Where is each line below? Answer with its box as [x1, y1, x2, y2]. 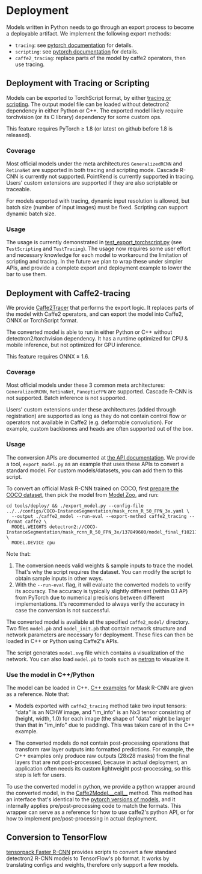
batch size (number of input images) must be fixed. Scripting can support [6, 204, 188, 211]
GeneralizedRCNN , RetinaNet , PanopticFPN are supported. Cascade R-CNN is [6, 388, 192, 395]
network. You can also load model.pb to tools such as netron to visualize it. [6, 655, 191, 662]
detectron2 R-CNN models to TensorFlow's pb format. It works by [6, 855, 170, 862]
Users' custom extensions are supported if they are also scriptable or [6, 179, 178, 186]
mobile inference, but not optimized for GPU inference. [6, 341, 142, 349]
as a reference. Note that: [6, 691, 70, 698]
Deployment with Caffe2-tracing [6, 288, 130, 298]
